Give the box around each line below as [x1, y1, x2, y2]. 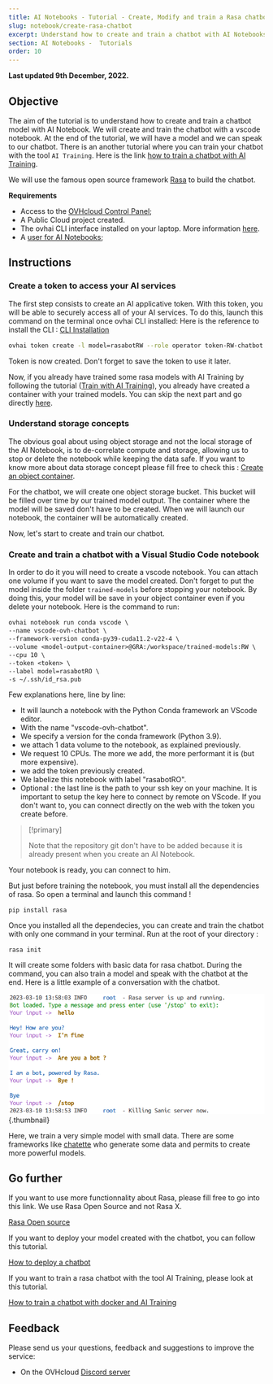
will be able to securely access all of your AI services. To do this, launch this [8, 307, 264, 317]
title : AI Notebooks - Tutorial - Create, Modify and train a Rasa [8, 13, 242, 21]
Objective [8, 94, 59, 108]
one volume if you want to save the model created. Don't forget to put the [8, 576, 254, 585]
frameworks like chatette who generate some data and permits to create [8, 1139, 250, 1149]
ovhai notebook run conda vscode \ [8, 619, 129, 627]
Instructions [8, 256, 71, 270]
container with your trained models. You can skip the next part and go [8, 389, 242, 398]
